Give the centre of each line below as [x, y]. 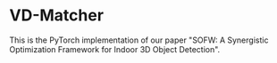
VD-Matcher [57, 16]
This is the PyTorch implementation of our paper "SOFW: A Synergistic [139, 40]
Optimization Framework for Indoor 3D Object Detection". [115, 49]
